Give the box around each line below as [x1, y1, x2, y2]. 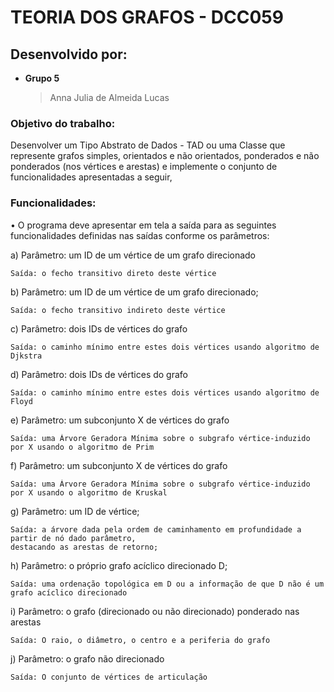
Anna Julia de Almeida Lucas [49, 92, 170, 103]
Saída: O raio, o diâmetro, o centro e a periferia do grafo [10, 635, 271, 645]
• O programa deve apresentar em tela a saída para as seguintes [10, 219, 277, 231]
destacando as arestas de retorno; [10, 542, 159, 552]
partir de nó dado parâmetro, [10, 533, 137, 543]
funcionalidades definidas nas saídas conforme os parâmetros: [10, 229, 270, 241]
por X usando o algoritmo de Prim [10, 442, 155, 452]
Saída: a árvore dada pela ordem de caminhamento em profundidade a [10, 524, 302, 535]
